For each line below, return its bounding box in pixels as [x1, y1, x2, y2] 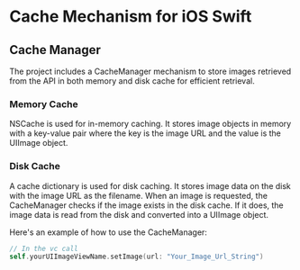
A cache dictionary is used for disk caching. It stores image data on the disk [9, 180, 291, 191]
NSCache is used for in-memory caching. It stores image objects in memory [9, 119, 292, 130]
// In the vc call [9, 244, 78, 253]
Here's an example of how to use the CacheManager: [9, 227, 207, 238]
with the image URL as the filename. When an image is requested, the [9, 190, 268, 201]
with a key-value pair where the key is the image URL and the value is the [9, 128, 282, 139]
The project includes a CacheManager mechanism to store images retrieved [9, 66, 292, 76]
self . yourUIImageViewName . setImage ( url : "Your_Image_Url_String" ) [9, 252, 264, 262]
